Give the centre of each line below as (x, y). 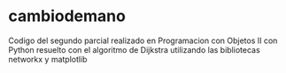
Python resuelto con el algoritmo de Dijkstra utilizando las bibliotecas (134, 49)
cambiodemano (67, 16)
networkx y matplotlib (48, 59)
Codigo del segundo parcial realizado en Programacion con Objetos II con (143, 40)
